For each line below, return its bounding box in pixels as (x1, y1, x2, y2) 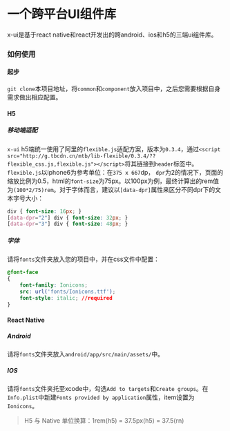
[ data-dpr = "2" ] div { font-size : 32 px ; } (7, 214, 128, 221)
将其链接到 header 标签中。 (124, 160, 198, 168)
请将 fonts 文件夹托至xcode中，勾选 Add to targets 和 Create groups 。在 (7, 385, 209, 392)
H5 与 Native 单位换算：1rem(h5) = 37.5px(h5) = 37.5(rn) (23, 416, 184, 425)
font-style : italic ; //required (19, 294, 113, 301)
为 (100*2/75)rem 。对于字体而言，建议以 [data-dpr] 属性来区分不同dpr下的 (7, 185, 215, 193)
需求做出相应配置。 (7, 93, 62, 102)
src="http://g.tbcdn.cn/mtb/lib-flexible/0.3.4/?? (7, 153, 156, 160)
